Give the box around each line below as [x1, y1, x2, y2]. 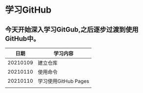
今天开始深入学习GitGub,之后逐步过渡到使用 [5, 25, 139, 34]
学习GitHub [5, 4, 51, 16]
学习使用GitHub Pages [38, 78, 90, 84]
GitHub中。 [5, 35, 40, 43]
